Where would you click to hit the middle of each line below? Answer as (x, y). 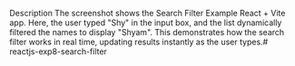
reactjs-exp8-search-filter (58, 52)
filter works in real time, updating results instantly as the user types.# (139, 42)
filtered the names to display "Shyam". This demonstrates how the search (147, 32)
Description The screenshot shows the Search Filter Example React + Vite (147, 13)
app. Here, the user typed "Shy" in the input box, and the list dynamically (146, 23)
